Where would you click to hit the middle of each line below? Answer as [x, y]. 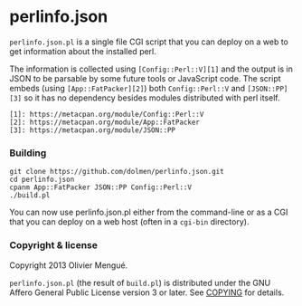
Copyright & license [53, 245]
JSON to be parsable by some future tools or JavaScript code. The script [146, 78]
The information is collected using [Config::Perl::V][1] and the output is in [151, 69]
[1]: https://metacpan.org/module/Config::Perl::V [107, 114]
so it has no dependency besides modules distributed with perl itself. [152, 98]
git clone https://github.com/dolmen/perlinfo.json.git [117, 172]
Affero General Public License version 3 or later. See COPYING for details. [147, 292]
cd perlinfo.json [42, 180]
